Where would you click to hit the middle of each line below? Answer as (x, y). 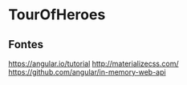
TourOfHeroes (57, 15)
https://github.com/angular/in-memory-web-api (87, 72)
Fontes (26, 45)
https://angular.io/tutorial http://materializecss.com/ (93, 63)
